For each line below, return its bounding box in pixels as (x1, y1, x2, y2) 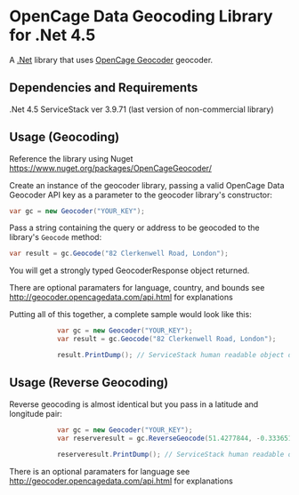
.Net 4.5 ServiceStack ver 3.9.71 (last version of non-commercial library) (9, 104, 274, 115)
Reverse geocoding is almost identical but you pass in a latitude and (9, 398, 259, 410)
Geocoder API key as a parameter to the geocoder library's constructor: (9, 189, 273, 200)
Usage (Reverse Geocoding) (9, 375, 169, 390)
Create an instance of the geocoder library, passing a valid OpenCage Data (9, 180, 285, 190)
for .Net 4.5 (9, 25, 96, 45)
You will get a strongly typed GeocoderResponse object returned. (9, 265, 250, 276)
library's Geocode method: (9, 232, 102, 243)
